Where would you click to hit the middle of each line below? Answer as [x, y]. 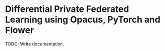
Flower [20, 30]
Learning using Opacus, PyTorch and [83, 20]
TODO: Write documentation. [35, 44]
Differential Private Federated [67, 9]
